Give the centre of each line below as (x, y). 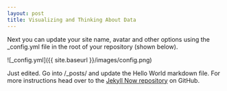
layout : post (26, 13)
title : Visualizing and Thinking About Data (72, 20)
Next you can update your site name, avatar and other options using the (109, 39)
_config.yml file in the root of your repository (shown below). (93, 47)
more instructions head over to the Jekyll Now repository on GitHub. (104, 80)
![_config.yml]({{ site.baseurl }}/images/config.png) (80, 60)
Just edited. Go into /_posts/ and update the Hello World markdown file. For (114, 73)
